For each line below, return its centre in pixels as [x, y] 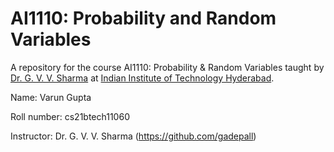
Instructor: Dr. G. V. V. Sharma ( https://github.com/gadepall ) [133, 136]
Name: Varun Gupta [51, 97]
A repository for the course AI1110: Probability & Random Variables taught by [167, 67]
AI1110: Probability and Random [143, 18]
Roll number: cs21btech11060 [70, 116]
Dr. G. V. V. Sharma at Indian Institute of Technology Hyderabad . [142, 78]
